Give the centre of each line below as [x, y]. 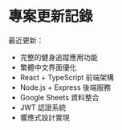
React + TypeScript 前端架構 [67, 77]
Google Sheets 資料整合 [59, 97]
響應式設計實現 [45, 117]
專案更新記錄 [51, 16]
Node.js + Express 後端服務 [65, 87]
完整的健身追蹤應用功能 [59, 57]
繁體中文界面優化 [48, 67]
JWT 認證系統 [43, 107]
